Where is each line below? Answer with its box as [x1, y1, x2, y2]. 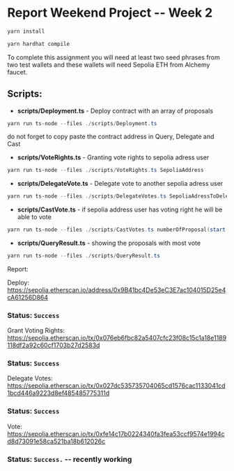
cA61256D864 [7, 293, 49, 301]
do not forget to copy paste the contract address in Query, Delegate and [7, 132, 214, 141]
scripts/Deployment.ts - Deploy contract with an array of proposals [17, 106, 214, 115]
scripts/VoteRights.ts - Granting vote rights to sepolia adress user [17, 153, 210, 161]
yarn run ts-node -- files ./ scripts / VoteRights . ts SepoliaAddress [7, 167, 204, 174]
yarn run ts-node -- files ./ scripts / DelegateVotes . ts [7, 193, 167, 200]
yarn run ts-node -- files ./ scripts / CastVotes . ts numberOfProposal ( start [7, 226, 226, 234]
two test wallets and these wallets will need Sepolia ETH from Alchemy [7, 61, 210, 69]
